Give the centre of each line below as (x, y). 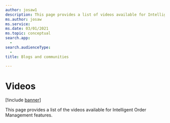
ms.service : (18, 24)
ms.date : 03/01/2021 (27, 29)
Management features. (29, 115)
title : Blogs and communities (37, 57)
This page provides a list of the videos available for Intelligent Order (76, 110)
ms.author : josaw (24, 19)
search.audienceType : (28, 47)
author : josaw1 (21, 10)
